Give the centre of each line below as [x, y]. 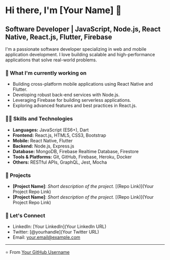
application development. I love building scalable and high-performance [80, 54]
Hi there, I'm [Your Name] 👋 [63, 10]
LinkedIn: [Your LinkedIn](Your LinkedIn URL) [59, 227]
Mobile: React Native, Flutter [42, 140]
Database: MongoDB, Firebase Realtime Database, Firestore [76, 151]
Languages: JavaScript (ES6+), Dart [51, 130]
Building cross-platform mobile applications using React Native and [83, 84]
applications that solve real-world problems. [51, 60]
